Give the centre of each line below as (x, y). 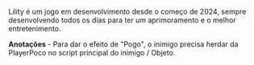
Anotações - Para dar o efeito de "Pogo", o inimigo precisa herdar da (123, 44)
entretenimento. (35, 28)
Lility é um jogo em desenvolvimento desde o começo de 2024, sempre (127, 12)
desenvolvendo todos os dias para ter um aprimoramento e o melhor (122, 20)
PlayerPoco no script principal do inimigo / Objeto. (92, 53)
